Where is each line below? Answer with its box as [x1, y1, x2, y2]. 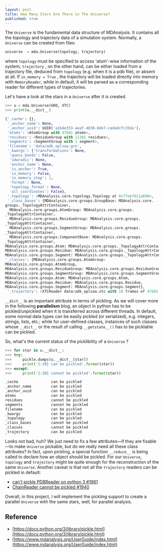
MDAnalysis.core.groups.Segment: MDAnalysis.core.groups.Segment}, [5, 284, 145, 290]
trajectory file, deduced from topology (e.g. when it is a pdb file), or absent [5, 69, 155, 75]
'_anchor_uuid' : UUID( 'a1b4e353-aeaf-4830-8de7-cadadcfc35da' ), [7, 126, 141, 130]
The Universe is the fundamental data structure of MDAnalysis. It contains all [5, 30, 159, 36]
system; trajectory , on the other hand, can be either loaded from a [5, 64, 142, 69]
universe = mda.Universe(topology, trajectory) [5, 49, 106, 54]
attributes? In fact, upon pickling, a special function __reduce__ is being [5, 448, 148, 454]
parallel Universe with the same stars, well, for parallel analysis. [5, 499, 132, 505]
